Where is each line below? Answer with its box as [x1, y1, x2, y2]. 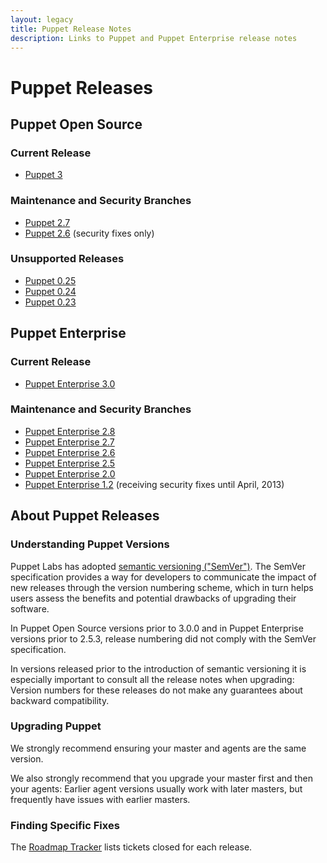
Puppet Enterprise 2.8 [24, 425, 116, 437]
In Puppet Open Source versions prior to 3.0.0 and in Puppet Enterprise [10, 622, 304, 634]
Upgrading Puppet [10, 719, 102, 733]
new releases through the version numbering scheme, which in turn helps [10, 581, 314, 593]
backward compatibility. [10, 694, 110, 706]
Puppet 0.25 [24, 274, 77, 286]
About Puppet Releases [10, 507, 160, 525]
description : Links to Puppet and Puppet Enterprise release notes [10, 33, 298, 43]
